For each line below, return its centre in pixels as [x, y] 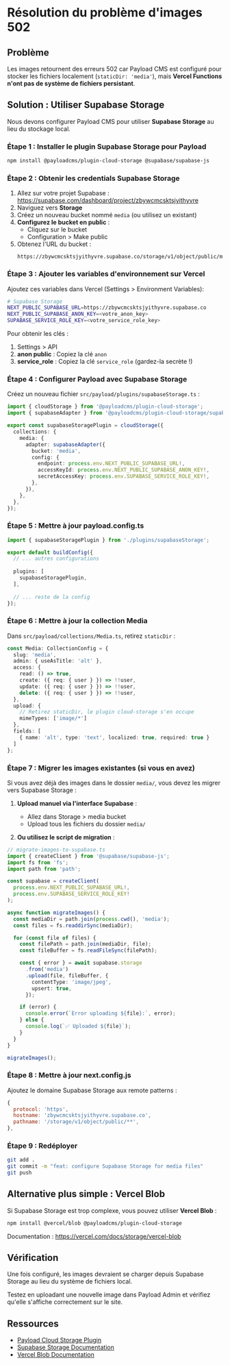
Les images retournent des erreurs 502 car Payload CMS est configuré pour [115, 69]
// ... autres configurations [56, 559]
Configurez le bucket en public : [63, 222]
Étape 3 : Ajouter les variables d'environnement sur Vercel [106, 274]
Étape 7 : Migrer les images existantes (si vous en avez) [101, 767]
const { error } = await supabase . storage [81, 963]
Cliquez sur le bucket [57, 230]
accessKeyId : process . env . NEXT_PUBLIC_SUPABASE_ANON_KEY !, [124, 470]
